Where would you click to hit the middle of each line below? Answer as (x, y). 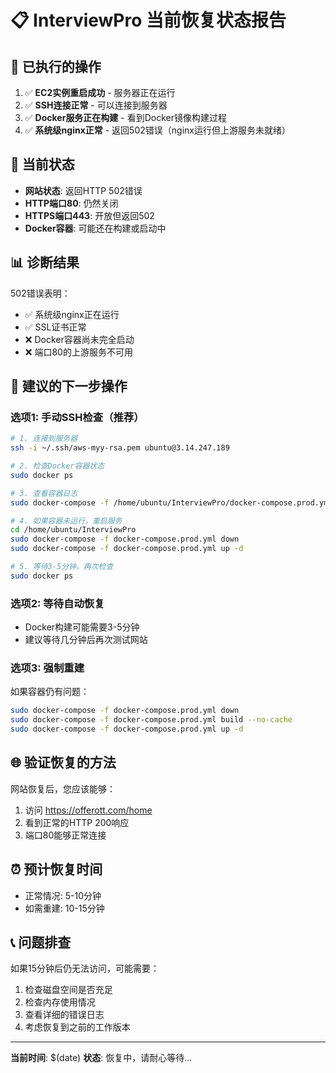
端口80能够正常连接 (65, 835)
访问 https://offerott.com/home (88, 810)
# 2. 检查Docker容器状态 (57, 466)
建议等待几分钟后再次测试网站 (86, 640)
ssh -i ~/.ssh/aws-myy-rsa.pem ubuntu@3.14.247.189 (120, 448)
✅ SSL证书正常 (55, 327)
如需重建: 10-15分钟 (64, 908)
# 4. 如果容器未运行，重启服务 (66, 521)
